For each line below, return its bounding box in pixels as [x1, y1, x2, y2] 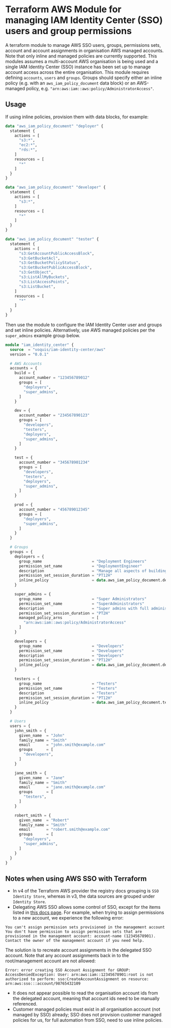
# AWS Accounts [10, 361, 42, 366]
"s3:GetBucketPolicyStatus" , [18, 260, 81, 265]
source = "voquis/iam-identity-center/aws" [10, 347, 106, 352]
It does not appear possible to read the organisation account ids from [12, 990, 158, 996]
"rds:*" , [18, 147, 38, 152]
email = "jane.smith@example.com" [18, 784, 106, 790]
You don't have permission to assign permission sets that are [5, 929, 142, 934]
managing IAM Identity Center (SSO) [5, 14, 163, 26]
